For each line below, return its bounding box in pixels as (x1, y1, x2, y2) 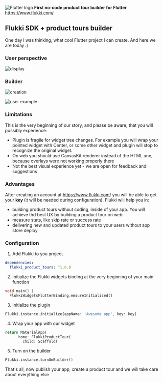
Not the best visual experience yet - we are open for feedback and (12, 163, 147, 169)
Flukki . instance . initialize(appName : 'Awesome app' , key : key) (5, 311, 137, 317)
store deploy (12, 228, 38, 233)
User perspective (5, 55, 47, 61)
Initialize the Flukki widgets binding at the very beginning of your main (12, 274, 154, 280)
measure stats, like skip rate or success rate (12, 217, 101, 223)
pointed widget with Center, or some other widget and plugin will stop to (12, 142, 158, 148)
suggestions (12, 168, 38, 174)
